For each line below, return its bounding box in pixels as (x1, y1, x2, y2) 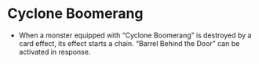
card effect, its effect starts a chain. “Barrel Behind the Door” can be (18, 38, 240, 48)
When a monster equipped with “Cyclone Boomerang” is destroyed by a (18, 30, 252, 40)
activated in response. (18, 47, 91, 56)
